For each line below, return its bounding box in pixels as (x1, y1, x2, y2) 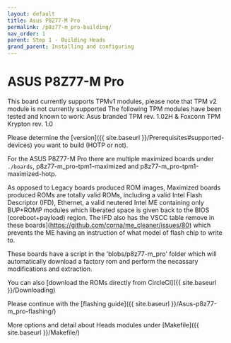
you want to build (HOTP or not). (34, 141, 129, 149)
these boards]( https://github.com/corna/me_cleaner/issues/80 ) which (7, 221, 211, 229)
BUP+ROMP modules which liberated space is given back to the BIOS (7, 206, 210, 214)
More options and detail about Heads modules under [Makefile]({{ (7, 320, 199, 329)
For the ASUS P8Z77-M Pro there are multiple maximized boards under (7, 154, 214, 163)
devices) (7, 141, 33, 149)
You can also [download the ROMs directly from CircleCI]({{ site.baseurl (7, 278, 217, 286)
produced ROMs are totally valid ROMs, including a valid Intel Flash (7, 190, 203, 199)
